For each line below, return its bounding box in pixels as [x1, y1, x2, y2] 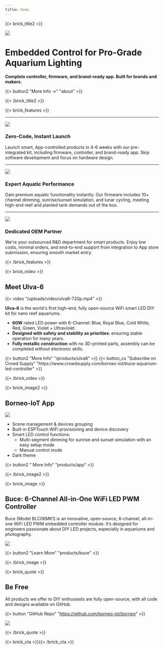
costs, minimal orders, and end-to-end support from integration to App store [5, 244, 159, 250]
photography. [5, 531, 32, 537]
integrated [5, 149, 26, 155]
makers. [5, 79, 22, 85]
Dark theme [12, 452, 36, 458]
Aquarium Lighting [5, 57, 82, 69]
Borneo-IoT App [5, 399, 55, 407]
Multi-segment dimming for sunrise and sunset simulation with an [19, 437, 151, 443]
